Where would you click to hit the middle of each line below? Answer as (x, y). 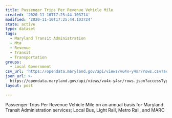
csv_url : (15, 72)
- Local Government (31, 67)
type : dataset (20, 29)
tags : (11, 34)
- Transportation (28, 57)
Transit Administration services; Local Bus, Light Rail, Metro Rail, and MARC (85, 110)
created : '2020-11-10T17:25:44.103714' (48, 15)
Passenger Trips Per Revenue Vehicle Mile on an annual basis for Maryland (84, 104)
